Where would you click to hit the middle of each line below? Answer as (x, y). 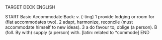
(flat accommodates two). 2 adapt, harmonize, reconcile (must (69, 22)
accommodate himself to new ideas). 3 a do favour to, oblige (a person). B (81, 27)
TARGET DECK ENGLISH (30, 7)
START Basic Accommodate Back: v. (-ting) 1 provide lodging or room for (80, 17)
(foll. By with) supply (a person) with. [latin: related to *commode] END (78, 32)
